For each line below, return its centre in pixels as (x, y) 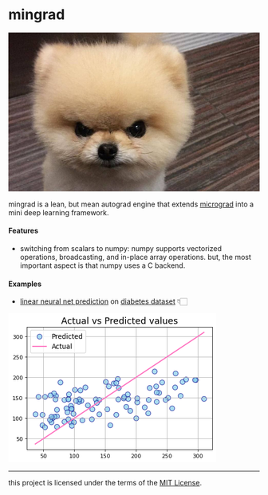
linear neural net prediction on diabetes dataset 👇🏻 (103, 301)
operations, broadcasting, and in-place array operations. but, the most (135, 257)
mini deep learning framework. (59, 212)
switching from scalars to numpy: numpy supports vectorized (120, 248)
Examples (25, 284)
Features (23, 231)
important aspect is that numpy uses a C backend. (102, 265)
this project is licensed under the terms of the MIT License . (105, 483)
